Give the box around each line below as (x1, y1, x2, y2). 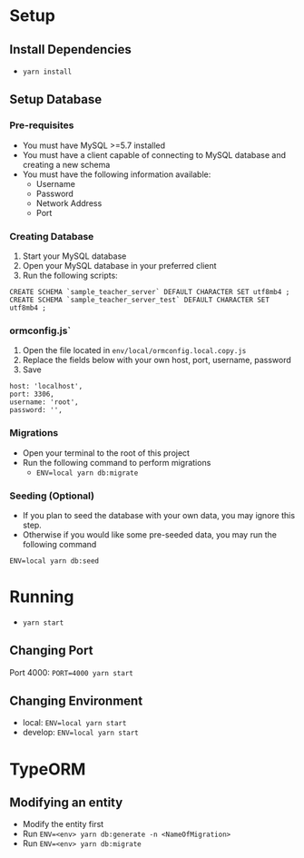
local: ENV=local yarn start (22, 717, 127, 728)
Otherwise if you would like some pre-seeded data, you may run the (22, 528, 277, 540)
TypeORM (9, 759, 86, 779)
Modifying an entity (9, 795, 123, 811)
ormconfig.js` (9, 324, 72, 337)
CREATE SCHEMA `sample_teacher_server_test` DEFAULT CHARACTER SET (9, 295, 270, 304)
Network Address (35, 197, 103, 209)
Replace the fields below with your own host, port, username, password (22, 355, 292, 366)
